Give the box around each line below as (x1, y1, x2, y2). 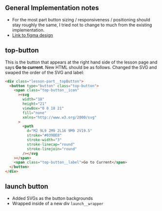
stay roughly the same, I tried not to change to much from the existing (12, 22, 152, 28)
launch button (5, 182, 49, 191)
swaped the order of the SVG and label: (5, 69, 84, 75)
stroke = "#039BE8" (26, 133, 62, 138)
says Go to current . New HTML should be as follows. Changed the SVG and (5, 64, 157, 70)
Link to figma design (12, 32, 54, 38)
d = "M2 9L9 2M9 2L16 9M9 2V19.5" (26, 129, 92, 133)
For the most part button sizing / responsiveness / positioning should (12, 16, 150, 22)
